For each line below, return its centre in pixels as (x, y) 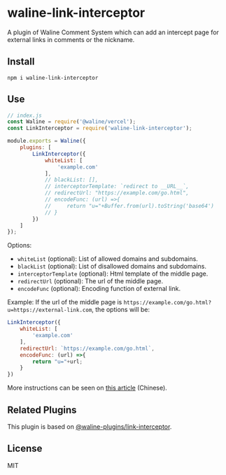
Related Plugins (42, 410)
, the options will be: (121, 310)
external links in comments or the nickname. (71, 39)
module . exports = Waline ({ (47, 141)
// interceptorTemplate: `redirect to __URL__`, (117, 187)
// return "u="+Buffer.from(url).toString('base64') (129, 206)
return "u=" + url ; (57, 362)
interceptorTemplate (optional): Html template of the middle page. (113, 274)
